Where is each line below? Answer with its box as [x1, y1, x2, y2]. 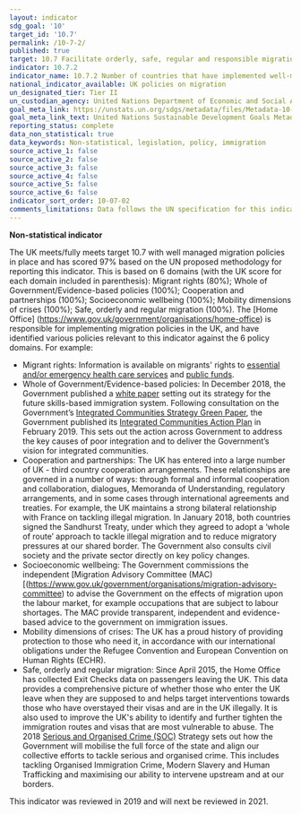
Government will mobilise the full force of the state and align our [21, 740, 260, 751]
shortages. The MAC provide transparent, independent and [21, 607, 241, 618]
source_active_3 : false [9, 163, 99, 172]
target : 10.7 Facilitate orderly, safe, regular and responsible [9, 55, 258, 64]
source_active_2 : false [9, 154, 99, 164]
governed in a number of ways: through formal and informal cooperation [21, 473, 289, 484]
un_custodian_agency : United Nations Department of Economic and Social [9, 96, 287, 106]
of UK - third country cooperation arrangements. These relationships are [21, 463, 291, 475]
